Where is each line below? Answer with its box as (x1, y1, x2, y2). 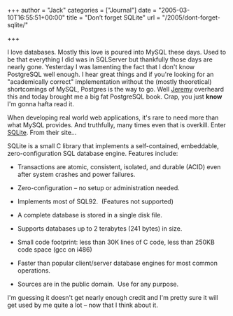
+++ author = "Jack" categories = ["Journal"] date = (7, 6, 157, 14)
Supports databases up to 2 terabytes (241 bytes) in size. (17, 224, 183, 233)
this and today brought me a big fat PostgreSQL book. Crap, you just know (7, 92, 223, 101)
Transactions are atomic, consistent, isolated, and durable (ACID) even (17, 163, 221, 171)
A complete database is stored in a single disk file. (17, 211, 163, 219)
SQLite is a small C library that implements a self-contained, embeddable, (7, 142, 219, 150)
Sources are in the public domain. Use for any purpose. (17, 280, 179, 288)
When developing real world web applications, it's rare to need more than (7, 113, 219, 122)
